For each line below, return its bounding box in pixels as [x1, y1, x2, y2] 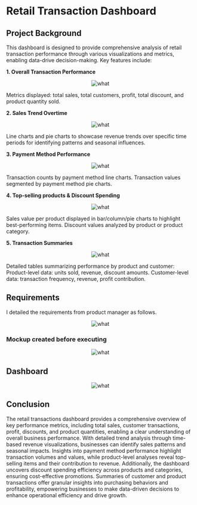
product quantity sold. [6, 98, 61, 105]
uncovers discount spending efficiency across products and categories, [6, 466, 183, 473]
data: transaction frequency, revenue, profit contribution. [6, 276, 146, 282]
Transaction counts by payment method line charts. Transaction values [6, 174, 181, 181]
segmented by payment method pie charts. [6, 180, 112, 187]
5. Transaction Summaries [6, 240, 73, 246]
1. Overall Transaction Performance [6, 68, 96, 75]
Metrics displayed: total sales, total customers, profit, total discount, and [6, 92, 184, 98]
